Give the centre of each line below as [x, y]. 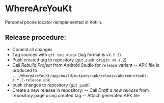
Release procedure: [36, 38]
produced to [25, 70]
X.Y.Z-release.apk [31, 80]
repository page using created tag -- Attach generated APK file [76, 95]
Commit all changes [32, 49]
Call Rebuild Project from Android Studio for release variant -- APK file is [86, 65]
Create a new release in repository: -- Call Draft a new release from [81, 90]
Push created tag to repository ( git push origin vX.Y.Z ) [69, 60]
